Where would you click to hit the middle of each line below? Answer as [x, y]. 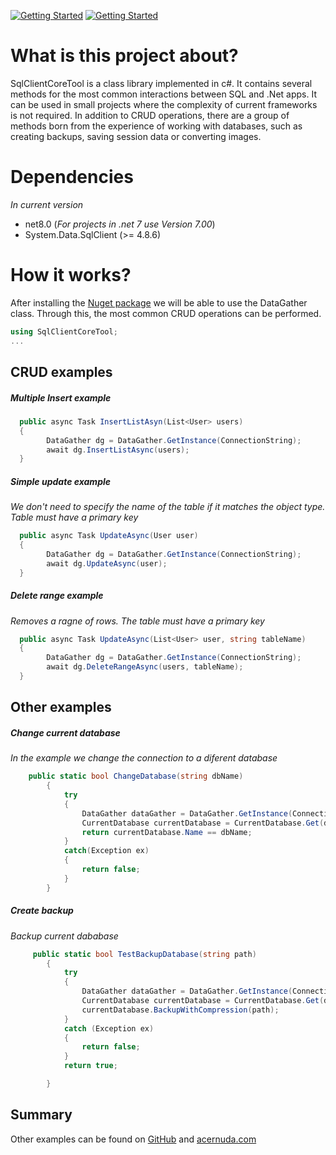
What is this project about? [124, 56]
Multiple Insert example [61, 397]
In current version [47, 204]
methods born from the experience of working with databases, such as [156, 126]
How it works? [71, 275]
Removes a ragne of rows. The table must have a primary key [137, 621]
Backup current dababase [64, 936]
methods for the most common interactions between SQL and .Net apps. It [163, 94]
